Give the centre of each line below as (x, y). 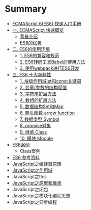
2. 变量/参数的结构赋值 (43, 87)
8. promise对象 (35, 125)
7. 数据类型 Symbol (39, 119)
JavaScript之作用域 (32, 170)
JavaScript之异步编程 (35, 202)
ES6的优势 (31, 43)
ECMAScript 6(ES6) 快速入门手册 (47, 23)
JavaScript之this (29, 176)
